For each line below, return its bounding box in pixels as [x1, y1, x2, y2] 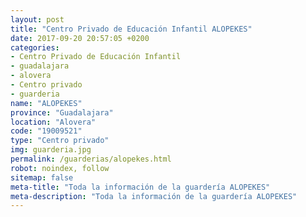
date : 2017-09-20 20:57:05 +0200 [10, 33, 150, 43]
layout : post [10, 14, 65, 25]
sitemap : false [10, 172, 74, 183]
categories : [10, 42, 60, 53]
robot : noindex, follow [10, 163, 110, 173]
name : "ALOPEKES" [10, 98, 83, 108]
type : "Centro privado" [10, 136, 110, 146]
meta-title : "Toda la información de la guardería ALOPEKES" [10, 182, 271, 192]
